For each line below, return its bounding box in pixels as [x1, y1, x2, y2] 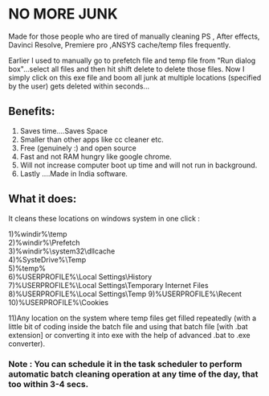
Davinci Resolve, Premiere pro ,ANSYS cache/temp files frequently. [8, 39, 231, 49]
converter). [8, 339, 46, 349]
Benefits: [8, 105, 55, 118]
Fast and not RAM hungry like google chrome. [19, 151, 173, 161]
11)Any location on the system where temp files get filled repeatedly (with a [8, 313, 257, 323]
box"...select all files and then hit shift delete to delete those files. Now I [8, 64, 245, 73]
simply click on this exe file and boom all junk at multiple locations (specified [8, 72, 262, 82]
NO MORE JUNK [8, 5, 118, 23]
